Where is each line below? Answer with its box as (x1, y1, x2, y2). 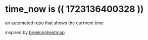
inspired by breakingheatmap (5, 29, 65, 35)
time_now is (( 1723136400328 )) (5, 3, 144, 15)
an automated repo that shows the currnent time (5, 20, 104, 26)
